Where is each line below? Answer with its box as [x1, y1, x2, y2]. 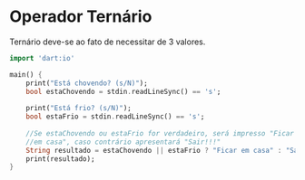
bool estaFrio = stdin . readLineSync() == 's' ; [25, 112, 205, 121]
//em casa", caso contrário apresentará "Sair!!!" [25, 137, 221, 147]
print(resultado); [25, 154, 95, 164]
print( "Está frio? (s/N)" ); [25, 104, 132, 113]
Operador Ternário [9, 6, 152, 27]
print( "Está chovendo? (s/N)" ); [25, 79, 148, 88]
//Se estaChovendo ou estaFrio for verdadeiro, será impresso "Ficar [25, 128, 295, 137]
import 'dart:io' [9, 53, 75, 62]
